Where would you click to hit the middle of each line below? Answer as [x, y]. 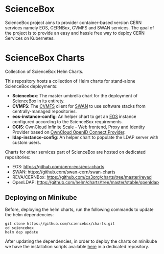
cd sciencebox [20, 228]
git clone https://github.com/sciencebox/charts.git [60, 224]
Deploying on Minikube [41, 197]
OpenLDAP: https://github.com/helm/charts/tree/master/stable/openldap [85, 182]
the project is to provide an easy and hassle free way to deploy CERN [75, 33]
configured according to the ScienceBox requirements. [68, 121]
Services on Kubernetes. [30, 38]
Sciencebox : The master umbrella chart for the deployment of [75, 95]
